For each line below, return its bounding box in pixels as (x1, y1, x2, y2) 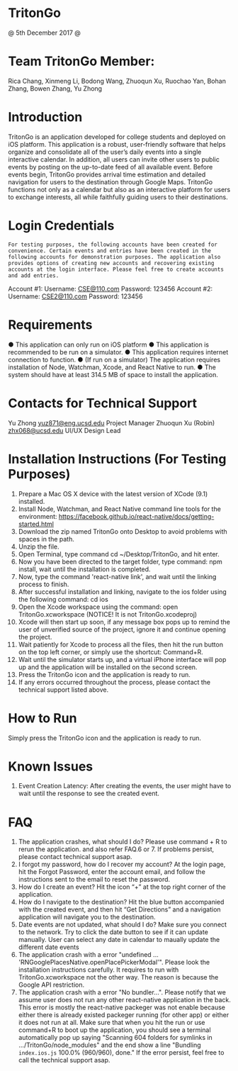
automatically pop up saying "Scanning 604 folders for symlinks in (18, 1033, 213, 1042)
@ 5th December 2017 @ (8, 28, 81, 37)
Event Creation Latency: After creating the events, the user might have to (18, 782, 232, 790)
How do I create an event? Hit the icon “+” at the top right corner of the (18, 882, 226, 891)
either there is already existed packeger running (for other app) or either (18, 1011, 229, 1019)
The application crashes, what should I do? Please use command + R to (18, 838, 227, 846)
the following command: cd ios (18, 595, 108, 603)
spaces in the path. (18, 534, 75, 543)
